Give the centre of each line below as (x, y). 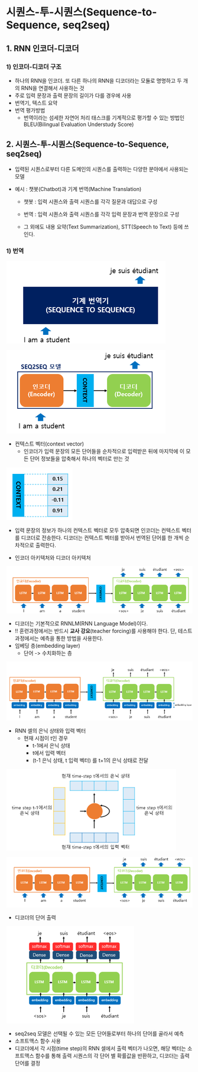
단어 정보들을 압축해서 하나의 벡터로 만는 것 (79, 458)
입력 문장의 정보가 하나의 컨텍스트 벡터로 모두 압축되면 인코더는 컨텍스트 (98, 530)
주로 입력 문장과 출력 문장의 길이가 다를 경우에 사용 (73, 95)
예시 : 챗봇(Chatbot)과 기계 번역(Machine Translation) (78, 189)
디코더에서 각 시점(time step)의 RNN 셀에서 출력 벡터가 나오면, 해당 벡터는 (100, 1048)
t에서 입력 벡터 (49, 753)
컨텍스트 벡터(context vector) (49, 444)
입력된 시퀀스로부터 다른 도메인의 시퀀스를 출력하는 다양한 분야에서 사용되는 (102, 169)
